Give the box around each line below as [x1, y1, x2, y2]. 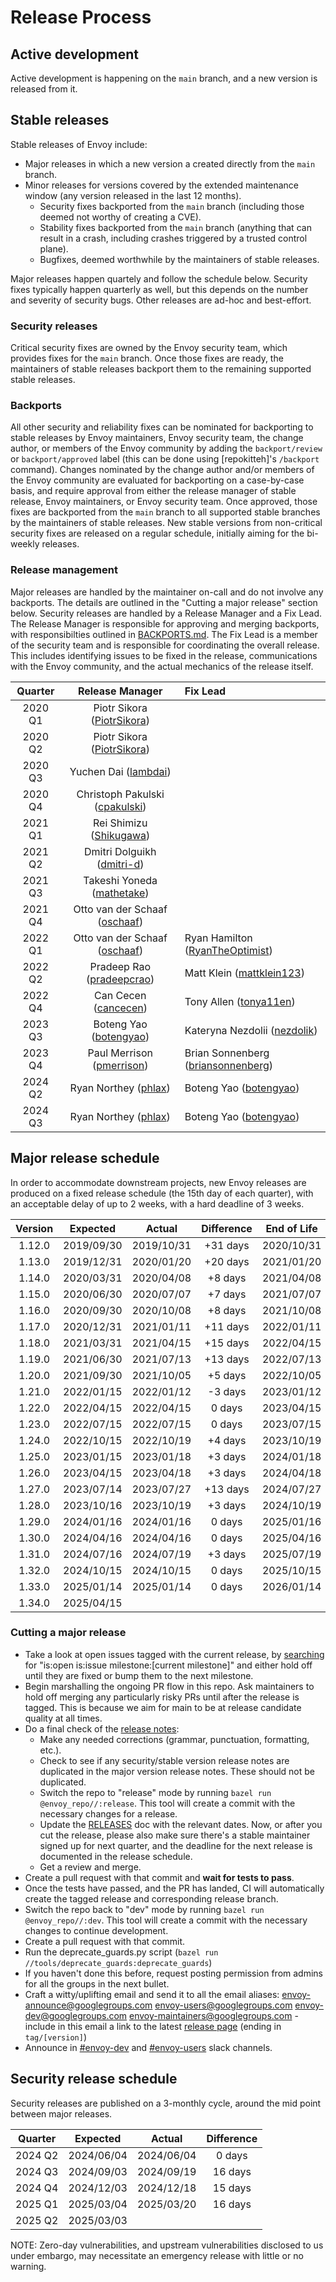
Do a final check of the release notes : [24, 1722, 180, 1735]
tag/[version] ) [24, 2031, 87, 2043]
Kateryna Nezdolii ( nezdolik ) [184, 1023, 318, 1037]
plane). [39, 242, 69, 255]
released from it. [10, 83, 78, 95]
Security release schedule [10, 2071, 178, 2088]
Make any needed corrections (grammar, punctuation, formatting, [39, 1733, 310, 1745]
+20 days [204, 1254, 250, 1268]
